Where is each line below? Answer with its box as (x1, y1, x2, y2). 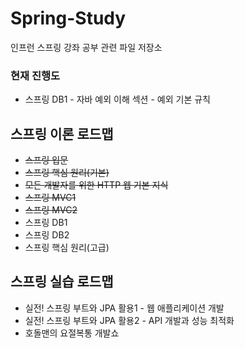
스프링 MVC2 (24, 204, 78, 216)
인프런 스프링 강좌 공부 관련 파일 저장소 (10, 41, 163, 53)
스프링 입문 (24, 154, 69, 166)
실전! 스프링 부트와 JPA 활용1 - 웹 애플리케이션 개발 (24, 302, 225, 314)
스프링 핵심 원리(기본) (24, 167, 110, 179)
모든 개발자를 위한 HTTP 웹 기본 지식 (24, 179, 169, 191)
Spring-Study (10, 7, 127, 30)
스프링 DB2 (24, 229, 70, 241)
